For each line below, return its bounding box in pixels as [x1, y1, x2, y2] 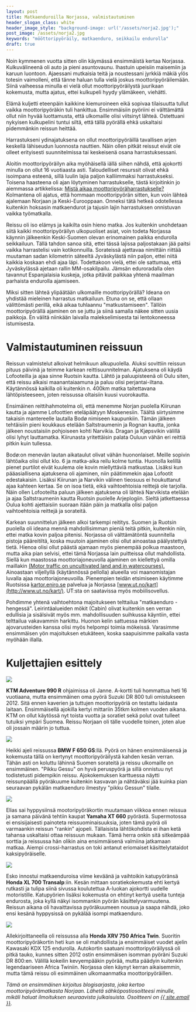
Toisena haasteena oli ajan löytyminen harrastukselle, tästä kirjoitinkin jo [6, 178, 180, 185]
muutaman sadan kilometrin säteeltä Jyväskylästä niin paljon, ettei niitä [6, 252, 177, 259]
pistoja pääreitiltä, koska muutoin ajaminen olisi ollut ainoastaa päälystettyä [6, 537, 187, 544]
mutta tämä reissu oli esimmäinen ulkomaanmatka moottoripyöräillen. [6, 969, 173, 977]
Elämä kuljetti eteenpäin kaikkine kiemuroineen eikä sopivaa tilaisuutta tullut [6, 100, 189, 107]
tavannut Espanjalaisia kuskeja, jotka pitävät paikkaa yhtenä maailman [6, 271, 174, 278]
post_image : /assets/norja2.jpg [6, 31, 85, 36]
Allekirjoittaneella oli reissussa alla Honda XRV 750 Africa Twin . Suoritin [6, 932, 180, 939]
